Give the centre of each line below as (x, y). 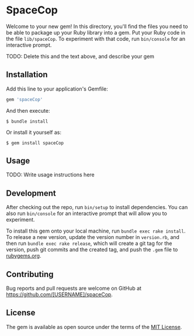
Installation (27, 75)
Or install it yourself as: (34, 132)
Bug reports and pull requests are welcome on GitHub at (74, 288)
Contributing (30, 274)
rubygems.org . (24, 256)
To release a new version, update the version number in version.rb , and (93, 237)
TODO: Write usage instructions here (50, 175)
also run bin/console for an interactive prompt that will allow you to (87, 213)
